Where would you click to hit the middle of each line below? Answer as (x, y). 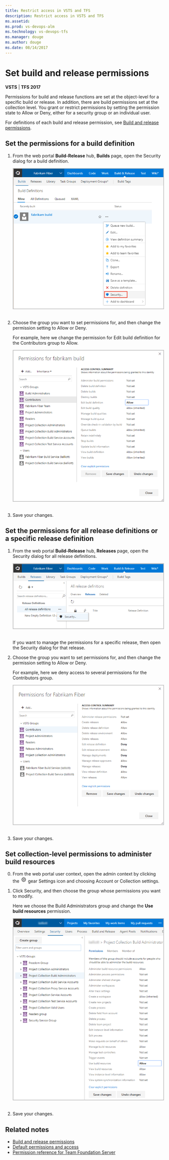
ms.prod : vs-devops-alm (30, 27)
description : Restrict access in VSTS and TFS (54, 16)
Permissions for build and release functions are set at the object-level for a (82, 97)
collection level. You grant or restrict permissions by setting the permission (82, 107)
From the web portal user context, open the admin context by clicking (84, 874)
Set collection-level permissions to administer (78, 854)
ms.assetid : (17, 21)
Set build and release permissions (77, 73)
